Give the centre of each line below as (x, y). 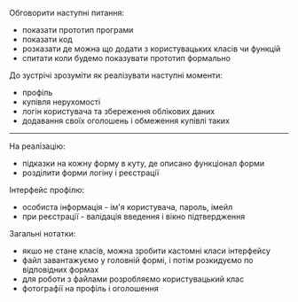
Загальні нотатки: (43, 233)
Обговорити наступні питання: (67, 13)
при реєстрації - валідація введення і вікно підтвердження (133, 217)
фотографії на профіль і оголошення (90, 288)
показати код (47, 39)
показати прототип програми (78, 30)
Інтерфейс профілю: (47, 190)
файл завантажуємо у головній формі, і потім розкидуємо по (138, 260)
